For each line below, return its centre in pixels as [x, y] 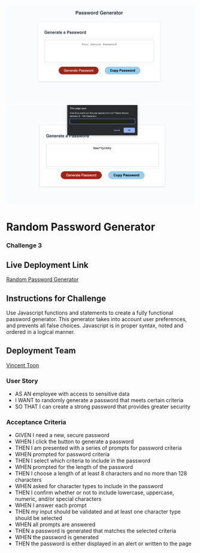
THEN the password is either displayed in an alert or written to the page [103, 544]
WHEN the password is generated [57, 537]
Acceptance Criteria [36, 422]
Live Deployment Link [47, 265]
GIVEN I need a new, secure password [62, 435]
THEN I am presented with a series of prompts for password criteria [98, 448]
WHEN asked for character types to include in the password [89, 486]
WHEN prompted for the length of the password [74, 467]
